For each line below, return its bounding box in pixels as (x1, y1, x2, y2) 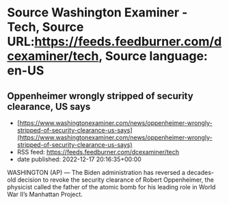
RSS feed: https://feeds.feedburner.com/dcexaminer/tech (16, 148, 180, 156)
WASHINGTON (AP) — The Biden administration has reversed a (7, 169, 186, 176)
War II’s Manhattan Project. (7, 190, 83, 198)
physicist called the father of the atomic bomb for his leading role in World (7, 183, 216, 191)
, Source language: (98, 49, 208, 64)
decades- (187, 169, 214, 176)
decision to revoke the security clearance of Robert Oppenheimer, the (17, 176, 214, 184)
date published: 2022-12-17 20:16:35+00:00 (16, 155, 142, 163)
